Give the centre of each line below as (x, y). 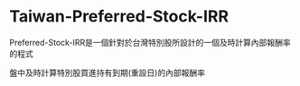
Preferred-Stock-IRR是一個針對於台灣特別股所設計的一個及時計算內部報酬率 (150, 42)
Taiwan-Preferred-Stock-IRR (119, 17)
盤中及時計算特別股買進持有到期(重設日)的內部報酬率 (108, 73)
